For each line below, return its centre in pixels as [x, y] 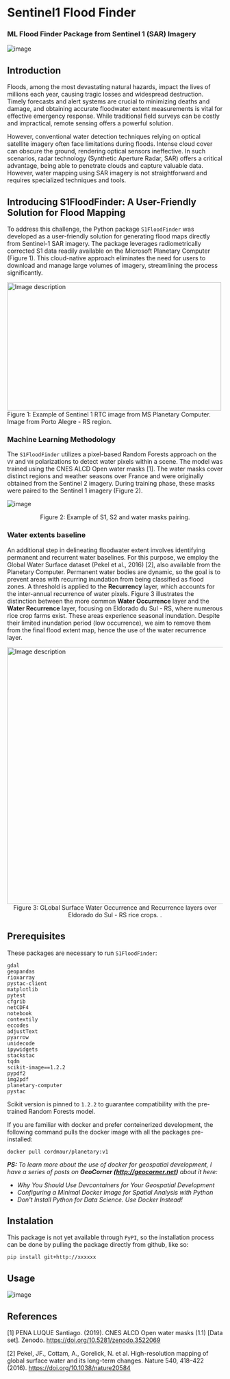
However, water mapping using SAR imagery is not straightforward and [107, 173]
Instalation [30, 1221]
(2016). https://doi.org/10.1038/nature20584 [69, 1367]
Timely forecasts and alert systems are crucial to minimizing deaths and [108, 101]
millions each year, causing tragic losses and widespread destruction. [105, 95]
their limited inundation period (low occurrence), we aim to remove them [109, 623]
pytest [16, 995]
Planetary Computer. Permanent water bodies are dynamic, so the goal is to [114, 572]
